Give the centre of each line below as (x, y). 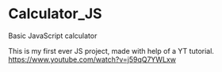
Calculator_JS (55, 14)
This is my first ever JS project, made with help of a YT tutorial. (111, 51)
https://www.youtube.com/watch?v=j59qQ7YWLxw (92, 59)
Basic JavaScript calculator (53, 36)
